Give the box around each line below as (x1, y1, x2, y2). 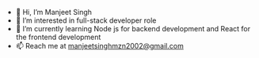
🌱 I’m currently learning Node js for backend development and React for (15, 24, 251, 33)
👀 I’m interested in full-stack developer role (15, 16, 157, 25)
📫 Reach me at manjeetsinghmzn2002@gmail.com (15, 42, 184, 50)
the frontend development (15, 32, 101, 42)
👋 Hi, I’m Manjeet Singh (15, 8, 93, 16)
